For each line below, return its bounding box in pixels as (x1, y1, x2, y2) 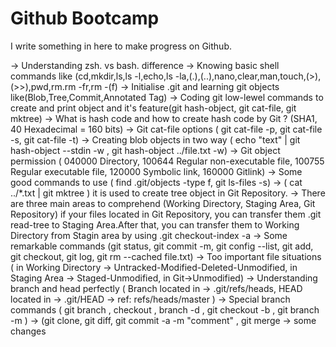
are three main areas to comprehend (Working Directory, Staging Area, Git (10, 197, 316, 209)
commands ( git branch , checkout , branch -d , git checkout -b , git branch (10, 303, 320, 316)
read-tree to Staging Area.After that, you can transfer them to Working (10, 218, 300, 231)
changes (10, 325, 47, 337)
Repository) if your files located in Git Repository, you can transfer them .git (10, 208, 322, 220)
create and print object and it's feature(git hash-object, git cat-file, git (10, 102, 297, 114)
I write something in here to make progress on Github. (10, 40, 232, 52)
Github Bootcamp (10, 7, 160, 30)
